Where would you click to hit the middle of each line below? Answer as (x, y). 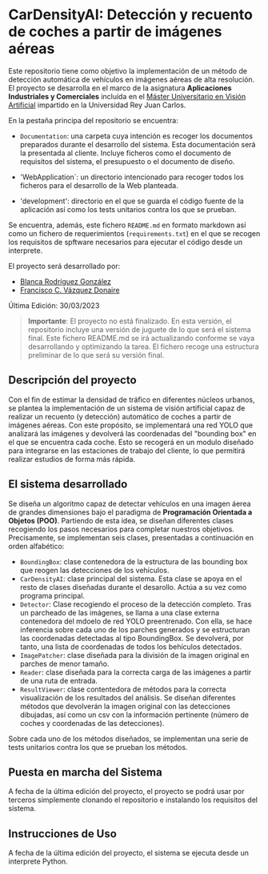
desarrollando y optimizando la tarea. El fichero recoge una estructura (143, 347)
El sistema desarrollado (68, 485)
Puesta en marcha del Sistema (85, 772)
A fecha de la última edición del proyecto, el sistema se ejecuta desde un (129, 853)
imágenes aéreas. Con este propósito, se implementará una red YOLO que (131, 425)
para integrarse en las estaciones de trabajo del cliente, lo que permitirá (127, 451)
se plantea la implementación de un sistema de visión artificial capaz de (127, 408)
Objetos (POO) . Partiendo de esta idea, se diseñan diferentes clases (121, 520)
